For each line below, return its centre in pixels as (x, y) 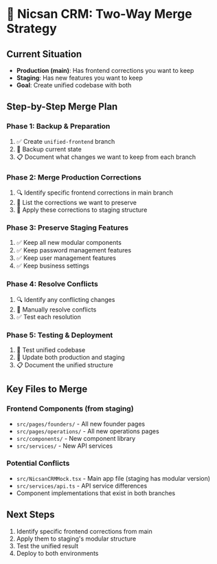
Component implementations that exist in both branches (96, 493)
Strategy (32, 29)
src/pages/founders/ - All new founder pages (81, 424)
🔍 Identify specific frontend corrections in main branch (94, 193)
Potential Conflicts (38, 464)
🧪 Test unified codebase (51, 349)
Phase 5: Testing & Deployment (60, 335)
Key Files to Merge (47, 389)
